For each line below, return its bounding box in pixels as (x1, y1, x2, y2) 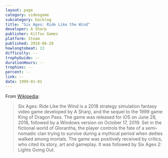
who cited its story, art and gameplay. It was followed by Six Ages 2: (17, 141, 162, 147)
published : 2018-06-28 (5, 41, 54, 46)
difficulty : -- (5, 50, 38, 55)
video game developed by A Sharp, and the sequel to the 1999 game (17, 108, 163, 114)
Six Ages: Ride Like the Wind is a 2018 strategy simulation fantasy (17, 103, 157, 109)
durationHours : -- (5, 60, 45, 65)
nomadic (17, 130, 37, 136)
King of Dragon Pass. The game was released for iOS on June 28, (17, 114, 157, 120)
